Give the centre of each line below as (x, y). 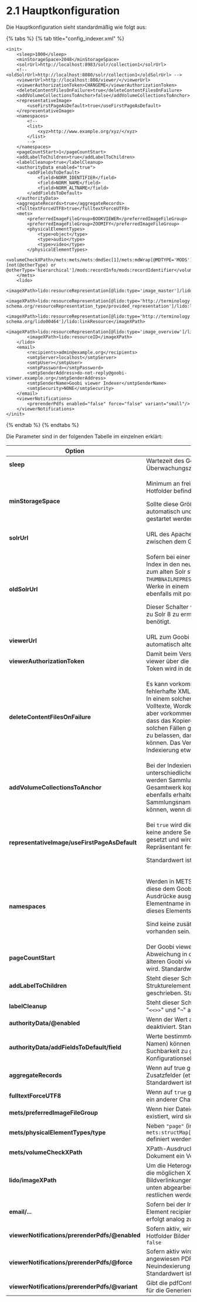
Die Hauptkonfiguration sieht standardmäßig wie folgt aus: (77, 27)
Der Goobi (160, 947)
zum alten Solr (166, 571)
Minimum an (163, 483)
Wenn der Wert (167, 1019)
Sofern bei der (166, 1204)
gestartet (159, 519)
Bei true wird (164, 825)
